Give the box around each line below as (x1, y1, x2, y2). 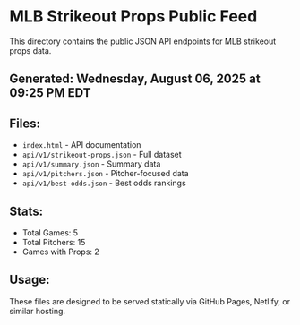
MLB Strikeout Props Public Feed (9, 6, 258, 27)
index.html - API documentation (21, 140, 141, 150)
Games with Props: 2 (21, 246, 100, 257)
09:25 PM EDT (9, 85, 91, 100)
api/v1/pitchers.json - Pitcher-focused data (21, 168, 190, 179)
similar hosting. (9, 305, 65, 316)
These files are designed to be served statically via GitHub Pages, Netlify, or (9, 295, 291, 306)
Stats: (9, 203, 44, 218)
